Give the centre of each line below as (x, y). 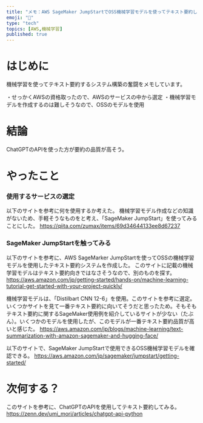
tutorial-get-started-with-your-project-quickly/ (65, 286)
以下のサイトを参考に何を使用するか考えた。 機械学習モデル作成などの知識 (100, 211)
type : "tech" (23, 23)
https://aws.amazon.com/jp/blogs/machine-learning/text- (111, 328)
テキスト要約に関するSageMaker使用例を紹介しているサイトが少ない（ (95, 313)
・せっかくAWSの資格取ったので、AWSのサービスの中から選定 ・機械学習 (98, 97)
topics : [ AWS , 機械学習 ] (34, 29)
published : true (27, 35)
